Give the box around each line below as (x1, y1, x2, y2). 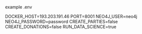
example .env (5, 4, 32, 10)
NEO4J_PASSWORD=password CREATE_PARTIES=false (5, 19, 118, 24)
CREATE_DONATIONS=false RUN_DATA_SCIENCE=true (5, 24, 117, 30)
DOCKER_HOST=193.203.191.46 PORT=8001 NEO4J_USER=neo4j (5, 14, 138, 19)
